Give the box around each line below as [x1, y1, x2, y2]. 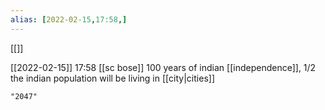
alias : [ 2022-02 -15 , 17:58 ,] [10, 14, 128, 25]
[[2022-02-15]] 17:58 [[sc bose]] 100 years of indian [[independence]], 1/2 [10, 61, 317, 73]
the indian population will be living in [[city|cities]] [10, 72, 215, 84]
